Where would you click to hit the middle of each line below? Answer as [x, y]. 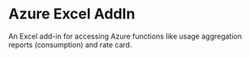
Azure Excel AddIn [72, 14]
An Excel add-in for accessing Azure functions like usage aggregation [125, 36]
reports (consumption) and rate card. [70, 44]
